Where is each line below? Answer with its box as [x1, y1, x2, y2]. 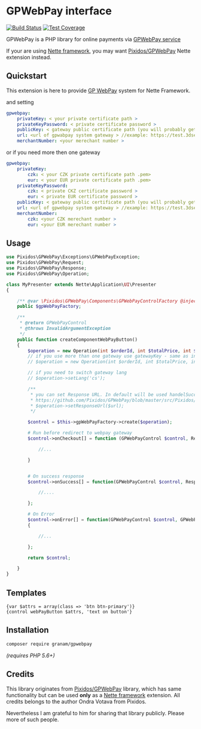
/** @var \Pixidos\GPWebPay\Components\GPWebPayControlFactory [17, 298, 178, 304]
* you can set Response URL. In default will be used [30, 391, 167, 398]
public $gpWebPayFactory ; [17, 304, 82, 310]
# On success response [28, 473, 84, 479]
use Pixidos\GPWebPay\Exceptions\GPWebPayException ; [6, 254, 141, 260]
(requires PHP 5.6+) [6, 652, 55, 659]
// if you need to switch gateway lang [28, 370, 127, 376]
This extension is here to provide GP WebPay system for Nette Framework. [6, 87, 190, 94]
